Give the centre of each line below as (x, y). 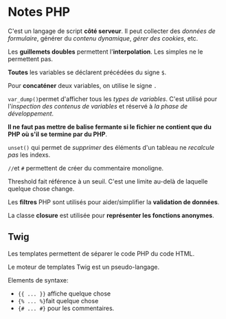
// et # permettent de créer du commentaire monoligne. (86, 168)
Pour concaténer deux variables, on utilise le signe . (82, 85)
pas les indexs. (29, 155)
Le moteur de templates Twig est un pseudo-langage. (84, 267)
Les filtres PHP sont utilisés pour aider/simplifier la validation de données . (114, 202)
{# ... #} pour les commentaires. (66, 308)
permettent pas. (31, 58)
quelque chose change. (41, 188)
